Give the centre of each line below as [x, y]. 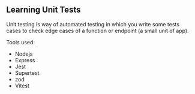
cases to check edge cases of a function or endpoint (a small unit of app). [97, 31]
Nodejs [24, 54]
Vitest [22, 86]
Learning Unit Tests [43, 10]
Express [25, 60]
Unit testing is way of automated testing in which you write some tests [93, 24]
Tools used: [20, 42]
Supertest [27, 73]
